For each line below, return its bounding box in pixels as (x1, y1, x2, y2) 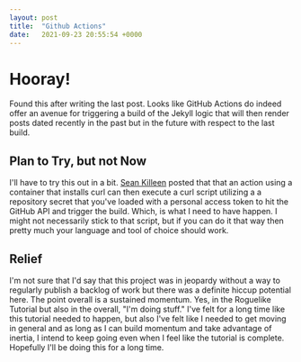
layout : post (9, 13, 58, 23)
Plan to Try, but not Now (9, 153, 146, 168)
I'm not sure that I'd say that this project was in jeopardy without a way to (9, 275, 281, 285)
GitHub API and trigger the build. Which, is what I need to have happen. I (9, 206, 278, 217)
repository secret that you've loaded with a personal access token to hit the (9, 196, 289, 207)
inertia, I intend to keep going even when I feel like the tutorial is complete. (9, 332, 285, 343)
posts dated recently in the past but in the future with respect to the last (9, 118, 276, 129)
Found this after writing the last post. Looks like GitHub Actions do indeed (9, 98, 282, 109)
